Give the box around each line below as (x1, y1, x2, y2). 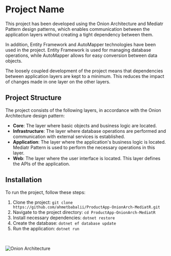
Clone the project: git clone (12, 199, 73, 205)
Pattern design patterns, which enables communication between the (5, 26, 150, 32)
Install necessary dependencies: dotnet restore (12, 214, 115, 221)
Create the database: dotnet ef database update (12, 220, 117, 226)
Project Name (5, 4, 65, 15)
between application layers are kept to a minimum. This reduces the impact (5, 73, 164, 79)
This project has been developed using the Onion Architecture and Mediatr (5, 21, 163, 27)
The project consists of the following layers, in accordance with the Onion (5, 107, 162, 113)
